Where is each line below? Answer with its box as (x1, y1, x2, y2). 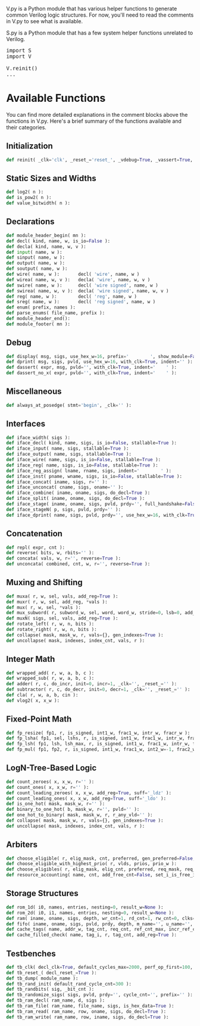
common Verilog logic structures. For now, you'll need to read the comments (6, 11, 194, 18)
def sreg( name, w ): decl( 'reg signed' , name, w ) (6, 299, 156, 305)
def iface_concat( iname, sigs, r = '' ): (6, 479, 108, 485)
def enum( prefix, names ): (6, 304, 76, 310)
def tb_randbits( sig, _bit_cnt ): (6, 986, 95, 993)
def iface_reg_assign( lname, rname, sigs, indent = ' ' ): (6, 468, 171, 474)
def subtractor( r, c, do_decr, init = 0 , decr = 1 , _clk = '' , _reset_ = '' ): (6, 686, 190, 693)
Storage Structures (6, 888, 79, 898)
